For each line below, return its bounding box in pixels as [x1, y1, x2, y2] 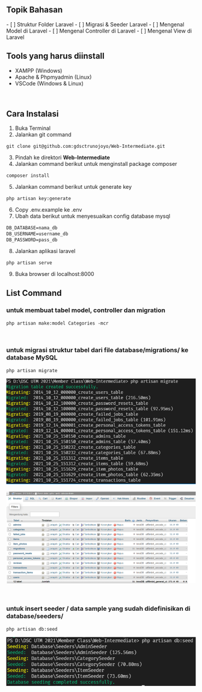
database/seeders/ [6, 611, 64, 620]
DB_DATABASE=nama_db [6, 225, 58, 231]
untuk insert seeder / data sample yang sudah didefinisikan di [6, 604, 191, 613]
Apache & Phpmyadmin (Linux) [14, 73, 92, 81]
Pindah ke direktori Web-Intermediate [14, 154, 110, 161]
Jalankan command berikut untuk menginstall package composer [14, 161, 177, 168]
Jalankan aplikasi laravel [14, 248, 76, 255]
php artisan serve [6, 260, 52, 266]
